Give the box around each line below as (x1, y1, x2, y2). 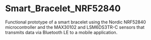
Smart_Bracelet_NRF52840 (5, 3, 121, 14)
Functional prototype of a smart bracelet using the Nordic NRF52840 (5, 19, 147, 25)
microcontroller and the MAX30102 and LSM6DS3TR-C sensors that (5, 24, 145, 30)
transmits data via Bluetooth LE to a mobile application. (5, 29, 118, 35)
